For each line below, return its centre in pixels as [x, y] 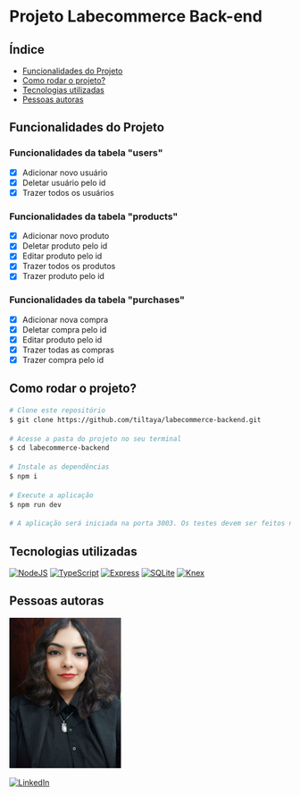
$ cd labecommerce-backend [59, 448]
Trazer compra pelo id [63, 360]
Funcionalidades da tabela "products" [94, 216]
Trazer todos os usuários [68, 192]
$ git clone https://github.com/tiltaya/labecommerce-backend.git [135, 419]
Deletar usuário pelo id [64, 182]
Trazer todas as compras [68, 350]
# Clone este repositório [57, 410]
